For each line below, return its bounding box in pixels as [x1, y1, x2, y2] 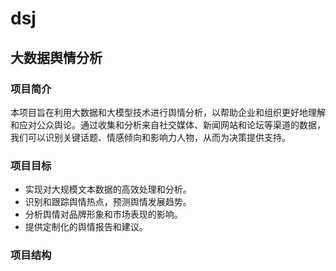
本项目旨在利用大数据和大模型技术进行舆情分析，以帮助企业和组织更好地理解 [10, 106, 326, 118]
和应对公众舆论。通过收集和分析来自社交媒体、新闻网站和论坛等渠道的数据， [10, 118, 326, 131]
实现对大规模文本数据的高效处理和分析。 [24, 183, 192, 196]
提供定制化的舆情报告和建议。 [24, 221, 148, 233]
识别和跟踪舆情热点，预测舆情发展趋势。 [24, 196, 192, 208]
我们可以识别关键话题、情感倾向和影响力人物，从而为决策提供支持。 [10, 131, 291, 143]
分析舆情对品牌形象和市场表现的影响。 [24, 208, 183, 221]
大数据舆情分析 [10, 49, 103, 66]
